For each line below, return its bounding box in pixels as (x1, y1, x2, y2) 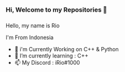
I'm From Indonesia (5, 34, 54, 41)
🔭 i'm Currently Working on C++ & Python (14, 45, 119, 52)
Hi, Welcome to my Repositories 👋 (5, 5, 107, 14)
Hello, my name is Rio (5, 21, 60, 29)
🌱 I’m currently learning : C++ (14, 52, 89, 59)
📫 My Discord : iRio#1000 (14, 59, 80, 66)
